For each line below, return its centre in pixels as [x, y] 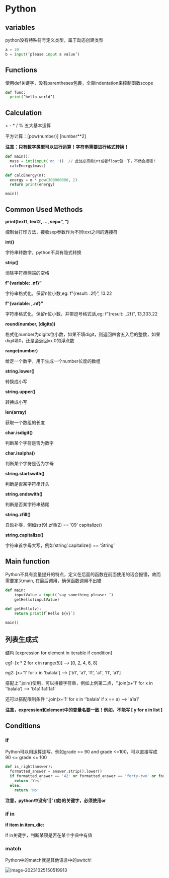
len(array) [16, 412]
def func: [16, 92]
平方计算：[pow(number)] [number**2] [46, 136]
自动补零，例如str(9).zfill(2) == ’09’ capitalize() [54, 525]
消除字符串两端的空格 [27, 273]
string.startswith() [25, 473]
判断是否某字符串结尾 [27, 504]
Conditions [23, 726]
